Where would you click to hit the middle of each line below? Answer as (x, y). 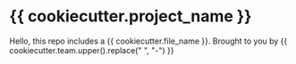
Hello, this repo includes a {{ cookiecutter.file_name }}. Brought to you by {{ (148, 41)
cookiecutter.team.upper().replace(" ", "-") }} (92, 50)
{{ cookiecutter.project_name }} (131, 16)
